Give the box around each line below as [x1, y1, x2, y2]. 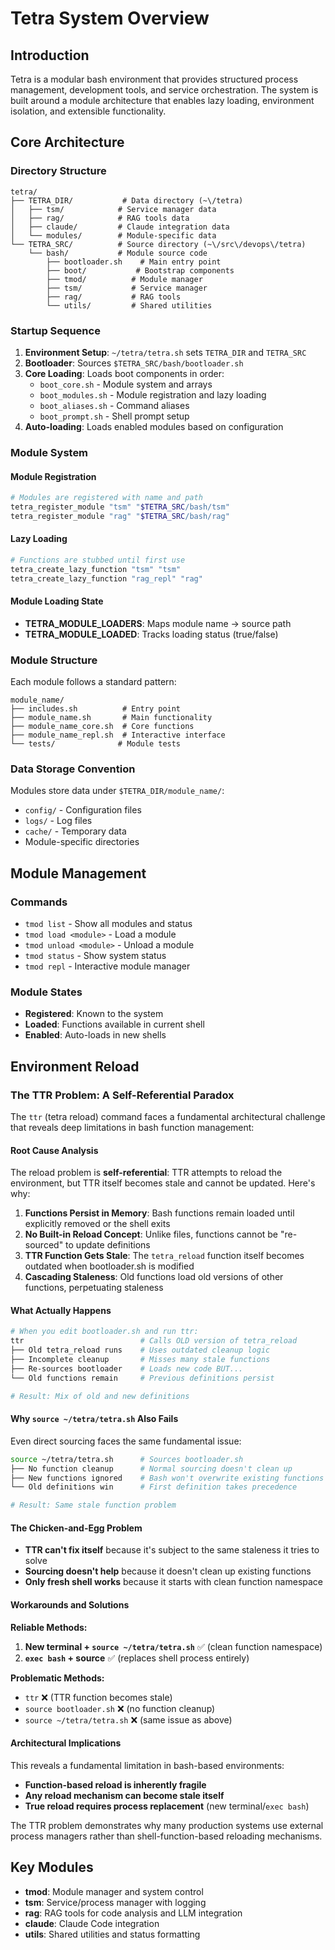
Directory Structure [10, 164, 107, 178]
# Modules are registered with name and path [10, 493, 203, 503]
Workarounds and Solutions [10, 1598, 130, 1611]
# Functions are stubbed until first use [10, 555, 186, 565]
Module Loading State [10, 595, 104, 607]
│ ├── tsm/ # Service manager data [10, 204, 217, 214]
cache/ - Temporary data [24, 825, 127, 837]
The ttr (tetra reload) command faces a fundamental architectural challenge [10, 1111, 326, 1123]
